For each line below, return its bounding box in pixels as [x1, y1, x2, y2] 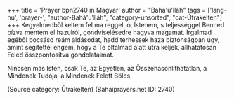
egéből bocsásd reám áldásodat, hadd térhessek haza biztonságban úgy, [7, 36, 220, 44]
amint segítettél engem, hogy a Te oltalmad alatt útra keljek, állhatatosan [7, 43, 216, 51]
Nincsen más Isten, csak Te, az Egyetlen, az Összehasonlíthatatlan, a [7, 64, 207, 72]
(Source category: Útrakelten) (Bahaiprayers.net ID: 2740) [7, 85, 176, 93]
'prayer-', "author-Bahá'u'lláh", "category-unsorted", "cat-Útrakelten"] [19, 13, 223, 22]
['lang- [207, 6, 227, 14]
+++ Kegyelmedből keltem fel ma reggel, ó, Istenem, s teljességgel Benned [7, 21, 225, 29]
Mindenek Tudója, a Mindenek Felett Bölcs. [7, 71, 132, 80]
